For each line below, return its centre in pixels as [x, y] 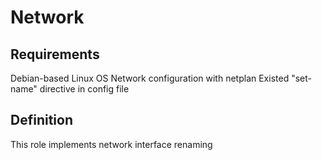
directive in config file [84, 89]
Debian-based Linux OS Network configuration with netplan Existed [150, 78]
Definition [41, 120]
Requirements [55, 54]
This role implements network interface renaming [111, 144]
